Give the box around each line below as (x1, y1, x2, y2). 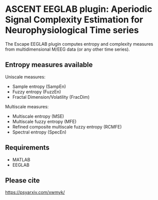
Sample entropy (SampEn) (12, 83, 66, 89)
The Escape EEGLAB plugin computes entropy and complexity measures (5, 41, 154, 47)
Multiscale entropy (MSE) (12, 113, 64, 119)
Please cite (5, 176, 40, 185)
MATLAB (12, 156, 31, 162)
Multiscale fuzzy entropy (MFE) (12, 118, 77, 125)
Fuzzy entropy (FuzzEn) (12, 88, 61, 95)
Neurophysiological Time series (5, 25, 139, 36)
